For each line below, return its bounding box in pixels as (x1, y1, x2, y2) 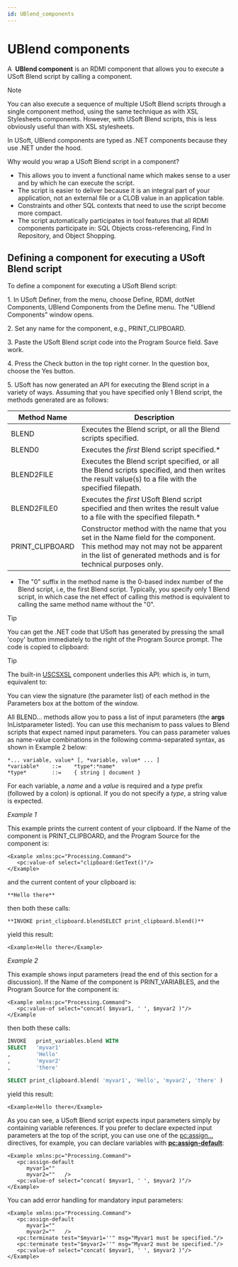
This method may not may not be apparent (81, 542, 223, 552)
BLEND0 (11, 445, 40, 455)
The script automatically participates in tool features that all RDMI (17, 216, 209, 224)
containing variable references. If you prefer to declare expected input (7, 1123, 212, 1132)
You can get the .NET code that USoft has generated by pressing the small (7, 627, 225, 636)
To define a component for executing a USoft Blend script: (7, 282, 178, 290)
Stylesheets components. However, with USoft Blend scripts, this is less (7, 114, 217, 123)
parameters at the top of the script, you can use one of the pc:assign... (7, 1131, 214, 1139)
